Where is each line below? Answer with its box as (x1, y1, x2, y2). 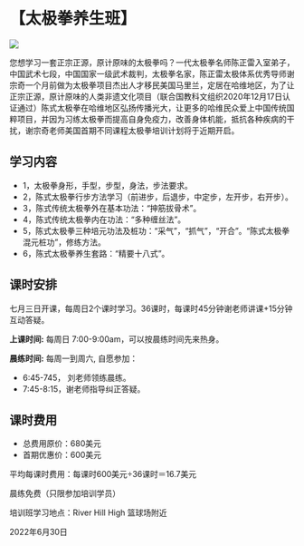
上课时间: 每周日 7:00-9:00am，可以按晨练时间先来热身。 (9, 333, 224, 345)
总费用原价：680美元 (22, 438, 101, 449)
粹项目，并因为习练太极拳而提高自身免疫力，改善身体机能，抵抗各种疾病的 (9, 113, 287, 124)
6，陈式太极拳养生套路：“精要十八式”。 (22, 248, 170, 258)
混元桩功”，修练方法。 (22, 237, 106, 248)
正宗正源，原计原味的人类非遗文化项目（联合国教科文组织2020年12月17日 (9, 91, 283, 102)
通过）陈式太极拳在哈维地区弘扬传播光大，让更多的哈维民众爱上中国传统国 (16, 102, 295, 113)
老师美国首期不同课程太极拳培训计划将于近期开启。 (48, 124, 240, 136)
